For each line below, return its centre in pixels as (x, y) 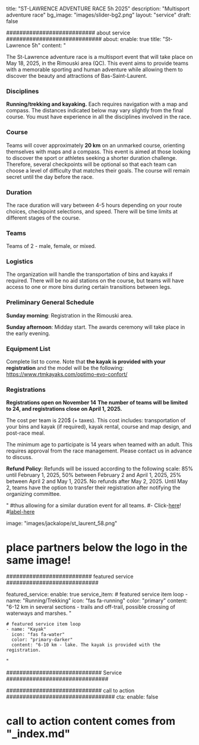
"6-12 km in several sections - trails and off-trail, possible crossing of (91, 607)
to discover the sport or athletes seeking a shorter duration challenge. (91, 158)
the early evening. (28, 333)
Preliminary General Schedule (50, 303)
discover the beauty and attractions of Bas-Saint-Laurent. (77, 76)
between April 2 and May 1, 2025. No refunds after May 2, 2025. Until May (97, 482)
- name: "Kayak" (26, 630)
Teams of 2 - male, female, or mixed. (51, 246)
